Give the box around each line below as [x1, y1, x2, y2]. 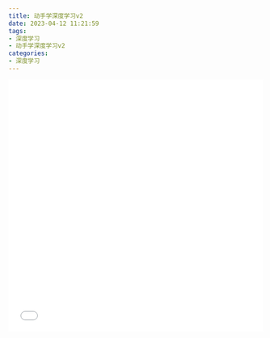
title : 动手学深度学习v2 [8, 11, 83, 20]
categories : [8, 49, 49, 57]
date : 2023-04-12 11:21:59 [8, 19, 99, 27]
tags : [8, 27, 27, 35]
